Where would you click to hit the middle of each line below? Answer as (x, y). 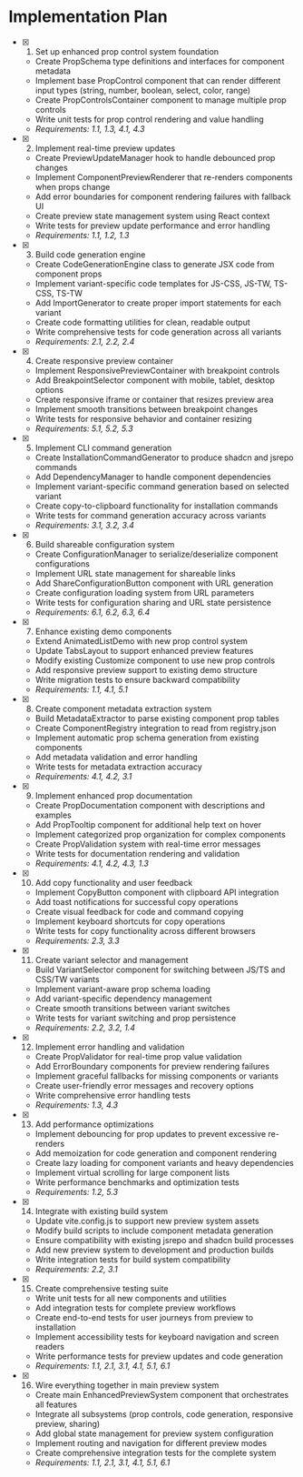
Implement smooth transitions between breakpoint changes (147, 409)
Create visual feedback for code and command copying (139, 911)
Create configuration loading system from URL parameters (145, 592)
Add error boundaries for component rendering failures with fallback (163, 196)
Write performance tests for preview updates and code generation (159, 1356)
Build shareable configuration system (105, 544)
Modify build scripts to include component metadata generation (154, 1231)
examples (53, 815)
